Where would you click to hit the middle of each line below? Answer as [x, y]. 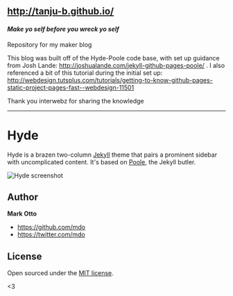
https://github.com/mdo [51, 227]
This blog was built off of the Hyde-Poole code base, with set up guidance [113, 58]
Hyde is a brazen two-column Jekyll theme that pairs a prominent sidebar [112, 155]
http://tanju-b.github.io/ [61, 11]
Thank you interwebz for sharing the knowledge [76, 101]
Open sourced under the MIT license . [61, 273]
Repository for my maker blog [50, 44]
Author [23, 197]
